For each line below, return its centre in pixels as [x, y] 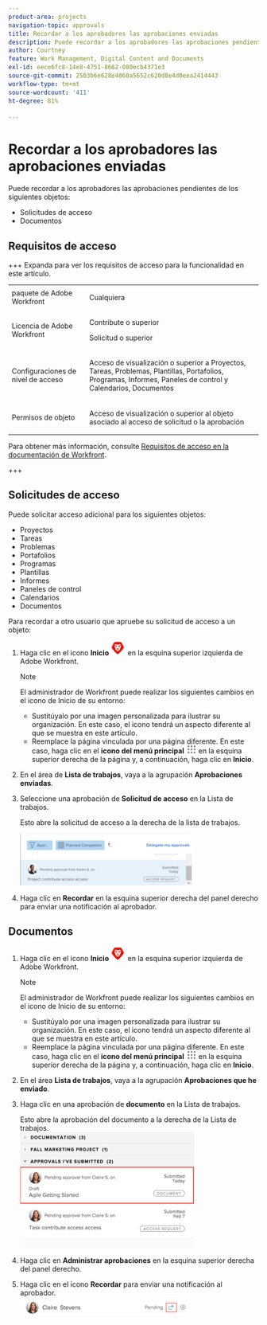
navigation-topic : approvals [56, 25]
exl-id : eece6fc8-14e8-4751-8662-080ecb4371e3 [87, 68]
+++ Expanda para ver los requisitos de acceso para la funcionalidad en [126, 265]
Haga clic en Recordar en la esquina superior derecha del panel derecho [139, 898]
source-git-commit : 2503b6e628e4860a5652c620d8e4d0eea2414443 [113, 76]
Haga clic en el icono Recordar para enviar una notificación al [121, 1284]
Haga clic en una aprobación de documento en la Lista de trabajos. [130, 1104]
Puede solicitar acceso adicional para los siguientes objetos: [107, 514]
